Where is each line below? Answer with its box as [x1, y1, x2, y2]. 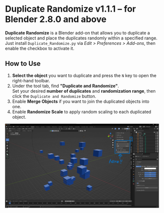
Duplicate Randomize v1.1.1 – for [5, 3, 136, 15]
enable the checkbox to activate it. [5, 45, 75, 51]
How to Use [5, 59, 41, 68]
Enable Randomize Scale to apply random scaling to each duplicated [12, 109, 151, 115]
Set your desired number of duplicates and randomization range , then [12, 88, 156, 94]
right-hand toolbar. [12, 77, 50, 83]
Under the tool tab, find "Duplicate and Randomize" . [12, 83, 119, 89]
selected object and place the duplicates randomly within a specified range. [5, 35, 158, 41]
